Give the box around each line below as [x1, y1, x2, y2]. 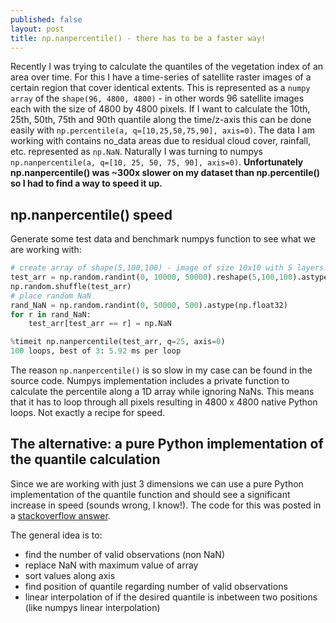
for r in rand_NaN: [10, 309, 92, 320]
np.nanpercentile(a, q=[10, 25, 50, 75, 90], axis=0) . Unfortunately [10, 156, 304, 168]
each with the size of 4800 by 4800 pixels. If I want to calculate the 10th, [10, 103, 311, 115]
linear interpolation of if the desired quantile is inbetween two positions [24, 591, 318, 603]
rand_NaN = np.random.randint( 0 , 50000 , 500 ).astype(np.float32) [10, 300, 288, 310]
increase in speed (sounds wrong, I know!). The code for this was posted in [10, 499, 322, 511]
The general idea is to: [10, 529, 103, 541]
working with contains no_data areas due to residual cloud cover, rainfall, [10, 135, 312, 147]
